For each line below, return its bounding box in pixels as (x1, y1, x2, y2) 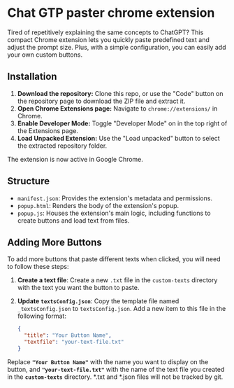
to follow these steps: (7, 263, 69, 271)
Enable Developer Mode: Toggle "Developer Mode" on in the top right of (17, 119, 228, 127)
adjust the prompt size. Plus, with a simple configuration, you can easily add (7, 43, 226, 51)
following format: (17, 312, 66, 320)
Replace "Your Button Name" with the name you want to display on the (7, 357, 209, 366)
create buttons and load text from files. (17, 216, 130, 225)
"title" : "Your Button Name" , (24, 332, 112, 339)
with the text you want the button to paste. (17, 284, 140, 292)
